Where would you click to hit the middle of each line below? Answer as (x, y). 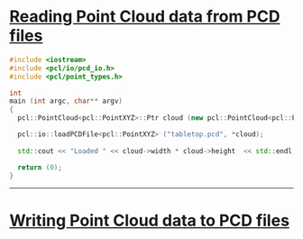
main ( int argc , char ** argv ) (66, 101)
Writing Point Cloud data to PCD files (150, 221)
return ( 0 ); (40, 167)
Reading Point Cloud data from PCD (145, 17)
